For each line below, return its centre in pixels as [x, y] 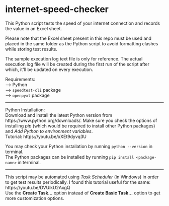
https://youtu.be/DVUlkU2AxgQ [38, 187]
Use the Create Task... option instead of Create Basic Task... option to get [83, 193]
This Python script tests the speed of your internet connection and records [82, 23]
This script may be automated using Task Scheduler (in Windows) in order [82, 177]
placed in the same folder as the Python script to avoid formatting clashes [82, 43]
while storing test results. [31, 49]
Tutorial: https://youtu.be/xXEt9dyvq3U [46, 136]
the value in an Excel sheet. [33, 28]
